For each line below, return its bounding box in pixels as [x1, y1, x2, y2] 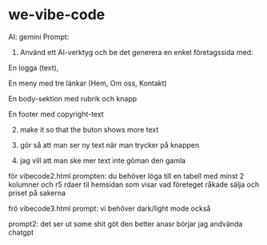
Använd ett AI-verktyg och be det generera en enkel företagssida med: [19, 47, 253, 57]
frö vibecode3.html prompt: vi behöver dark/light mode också [8, 204, 211, 213]
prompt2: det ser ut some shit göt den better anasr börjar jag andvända [8, 219, 243, 228]
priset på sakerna [8, 188, 66, 197]
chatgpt [8, 227, 34, 237]
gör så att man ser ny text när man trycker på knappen [19, 140, 200, 149]
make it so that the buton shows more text [19, 124, 159, 134]
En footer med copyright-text [8, 109, 104, 119]
